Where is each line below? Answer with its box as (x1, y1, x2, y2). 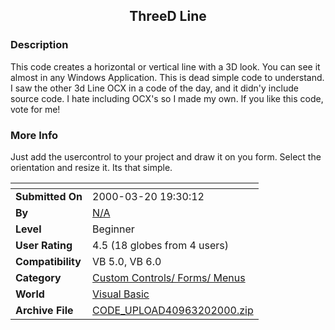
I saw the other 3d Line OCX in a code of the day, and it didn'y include (10, 82, 299, 94)
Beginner (92, 222, 135, 236)
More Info (10, 128, 59, 142)
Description (10, 38, 69, 52)
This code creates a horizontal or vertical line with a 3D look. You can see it (10, 60, 321, 73)
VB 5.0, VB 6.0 (92, 254, 162, 268)
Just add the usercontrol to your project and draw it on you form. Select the (10, 150, 322, 163)
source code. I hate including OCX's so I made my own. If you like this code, (10, 92, 324, 104)
